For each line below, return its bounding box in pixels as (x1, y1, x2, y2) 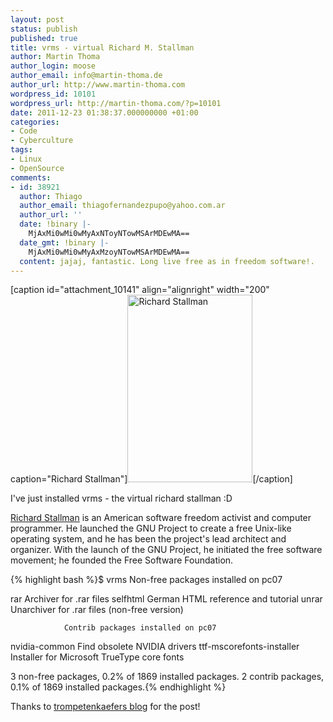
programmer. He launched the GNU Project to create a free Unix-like (10, 522, 292, 535)
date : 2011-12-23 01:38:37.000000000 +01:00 (10, 107, 199, 118)
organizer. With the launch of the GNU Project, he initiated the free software (10, 544, 323, 556)
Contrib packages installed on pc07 (63, 623, 217, 633)
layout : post (10, 14, 65, 25)
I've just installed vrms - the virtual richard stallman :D (10, 492, 233, 505)
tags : (10, 145, 33, 155)
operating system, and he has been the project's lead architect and (10, 533, 287, 545)
